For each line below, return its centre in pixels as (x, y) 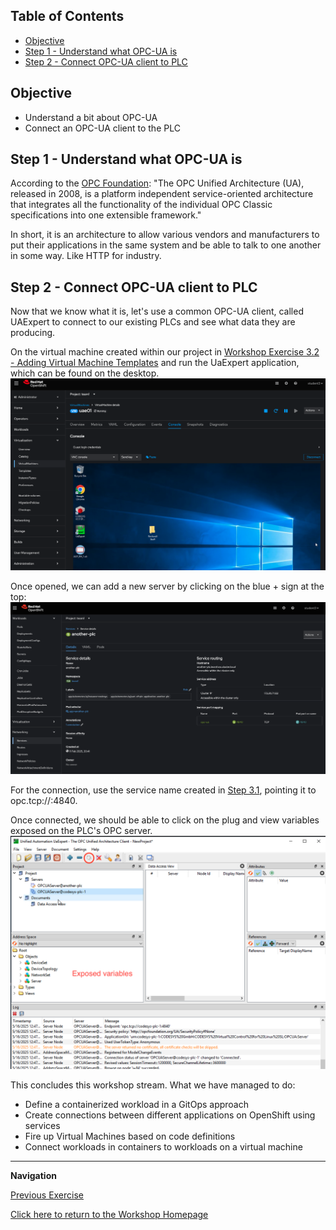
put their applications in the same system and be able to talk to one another (166, 245)
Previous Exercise (47, 1195)
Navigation (33, 1176)
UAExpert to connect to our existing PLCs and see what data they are (153, 322)
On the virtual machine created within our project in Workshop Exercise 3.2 (165, 352)
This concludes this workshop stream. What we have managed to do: (153, 1085)
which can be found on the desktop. (85, 373)
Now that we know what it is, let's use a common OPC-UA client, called (157, 311)
